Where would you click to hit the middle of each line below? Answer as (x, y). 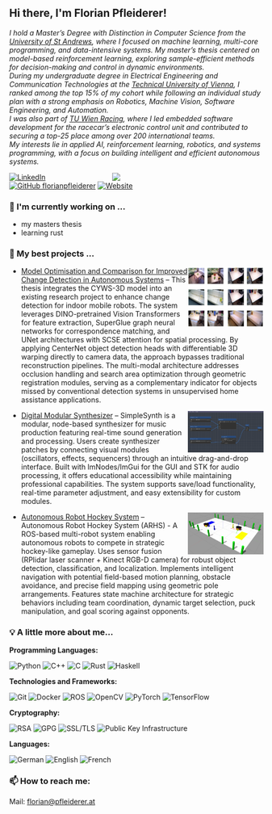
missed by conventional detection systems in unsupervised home (130, 392)
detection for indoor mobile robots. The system (99, 305)
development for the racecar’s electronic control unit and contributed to (129, 127)
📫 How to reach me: (50, 781)
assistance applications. (61, 400)
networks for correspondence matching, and (95, 331)
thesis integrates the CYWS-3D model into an (96, 288)
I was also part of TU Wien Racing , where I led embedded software (121, 118)
